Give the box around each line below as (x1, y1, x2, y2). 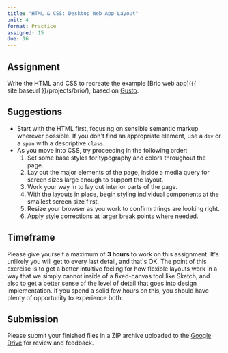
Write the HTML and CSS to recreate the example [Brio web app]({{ (7, 79, 197, 87)
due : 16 (7, 36, 29, 42)
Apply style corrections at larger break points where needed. (27, 212, 199, 220)
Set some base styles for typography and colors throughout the (27, 154, 206, 162)
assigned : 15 (7, 29, 44, 36)
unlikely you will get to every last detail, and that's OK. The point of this (7, 257, 207, 265)
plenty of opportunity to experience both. (7, 293, 124, 302)
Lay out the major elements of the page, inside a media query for (27, 168, 210, 176)
